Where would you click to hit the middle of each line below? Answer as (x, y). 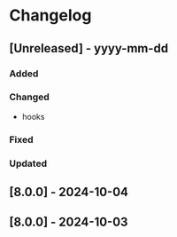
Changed (30, 97)
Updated (28, 163)
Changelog (50, 16)
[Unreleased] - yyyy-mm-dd (89, 48)
